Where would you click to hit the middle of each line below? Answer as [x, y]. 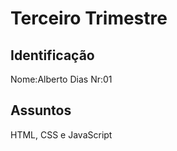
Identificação [52, 55]
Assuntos [41, 110]
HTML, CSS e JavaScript [61, 134]
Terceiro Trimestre [89, 18]
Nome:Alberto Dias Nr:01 [61, 79]
